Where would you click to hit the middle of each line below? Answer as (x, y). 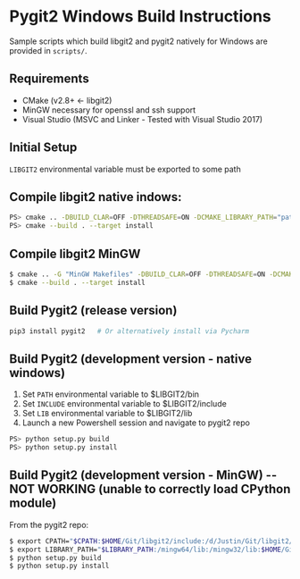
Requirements (49, 79)
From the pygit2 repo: (49, 524)
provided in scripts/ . (48, 50)
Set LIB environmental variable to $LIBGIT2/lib (107, 414)
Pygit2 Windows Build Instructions (140, 17)
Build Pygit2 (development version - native (131, 359)
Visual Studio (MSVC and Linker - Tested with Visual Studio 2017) (142, 119)
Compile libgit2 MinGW (75, 253)
